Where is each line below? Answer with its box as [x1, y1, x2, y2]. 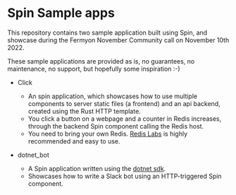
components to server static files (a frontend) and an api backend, [27, 99, 221, 107]
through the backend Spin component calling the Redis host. [27, 122, 204, 130]
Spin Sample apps [7, 5, 115, 21]
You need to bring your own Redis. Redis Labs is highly [27, 129, 188, 138]
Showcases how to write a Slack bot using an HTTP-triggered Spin [27, 172, 222, 180]
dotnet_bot [17, 150, 49, 159]
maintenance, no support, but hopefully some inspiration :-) [7, 64, 181, 73]
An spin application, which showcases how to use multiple [27, 92, 198, 100]
